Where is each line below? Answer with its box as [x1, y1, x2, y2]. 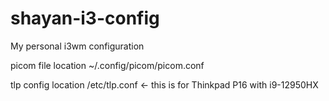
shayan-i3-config [10, 7, 160, 30]
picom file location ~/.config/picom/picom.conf [10, 59, 205, 71]
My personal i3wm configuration [10, 40, 145, 52]
